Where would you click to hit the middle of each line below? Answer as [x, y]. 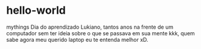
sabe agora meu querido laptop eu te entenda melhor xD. [77, 39]
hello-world [36, 10]
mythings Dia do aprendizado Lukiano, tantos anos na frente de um [90, 27]
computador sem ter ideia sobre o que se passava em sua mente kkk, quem [101, 33]
